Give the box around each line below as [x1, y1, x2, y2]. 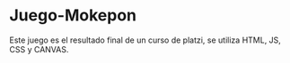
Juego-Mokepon [9, 5, 137, 26]
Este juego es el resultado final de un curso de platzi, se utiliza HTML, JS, [9, 35, 281, 45]
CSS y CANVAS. [9, 43, 69, 54]
